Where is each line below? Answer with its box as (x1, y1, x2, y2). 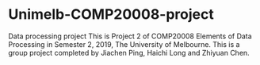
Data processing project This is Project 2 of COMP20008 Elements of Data (8, 31, 252, 41)
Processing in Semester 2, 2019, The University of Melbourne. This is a (8, 39, 240, 49)
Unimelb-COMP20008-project (8, 5, 214, 23)
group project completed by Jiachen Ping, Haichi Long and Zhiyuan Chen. (8, 48, 250, 57)
